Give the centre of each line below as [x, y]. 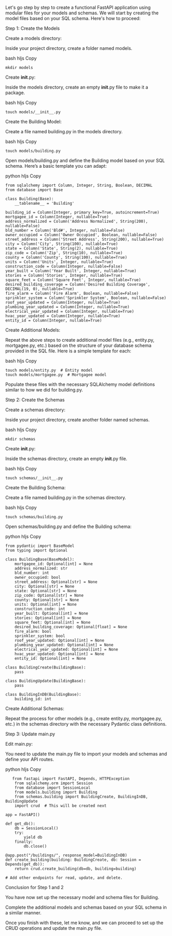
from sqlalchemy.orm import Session [54, 783]
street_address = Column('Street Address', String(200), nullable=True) [85, 239]
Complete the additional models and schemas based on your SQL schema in [86, 907]
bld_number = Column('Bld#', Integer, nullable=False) [65, 231]
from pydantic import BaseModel [40, 546]
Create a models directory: [34, 38]
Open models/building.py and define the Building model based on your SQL [85, 161]
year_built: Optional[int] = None [51, 613]
